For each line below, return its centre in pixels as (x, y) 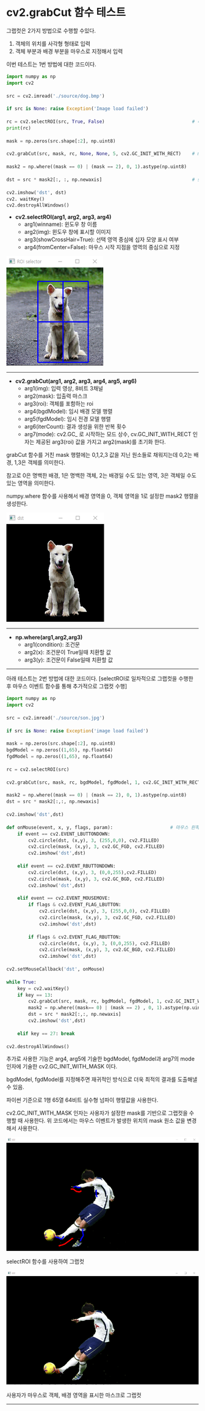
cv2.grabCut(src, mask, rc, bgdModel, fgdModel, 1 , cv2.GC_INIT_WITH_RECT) (105, 782)
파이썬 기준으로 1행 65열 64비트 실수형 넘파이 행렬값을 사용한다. (82, 1100)
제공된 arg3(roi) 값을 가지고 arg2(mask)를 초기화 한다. (101, 442)
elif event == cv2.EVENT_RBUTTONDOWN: (67, 866)
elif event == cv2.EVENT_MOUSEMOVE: (64, 899)
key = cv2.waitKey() (43, 988)
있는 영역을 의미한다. (31, 483)
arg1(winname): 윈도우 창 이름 (61, 224)
